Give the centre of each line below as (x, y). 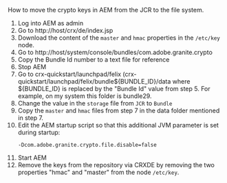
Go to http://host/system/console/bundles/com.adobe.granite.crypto (115, 52)
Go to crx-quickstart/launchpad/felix (69, 74)
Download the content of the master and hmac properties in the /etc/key (119, 38)
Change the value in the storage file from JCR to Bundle (95, 103)
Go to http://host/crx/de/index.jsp (65, 30)
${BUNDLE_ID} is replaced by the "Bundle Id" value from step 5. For (114, 89)
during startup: (39, 132)
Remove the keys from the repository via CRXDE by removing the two (116, 165)
